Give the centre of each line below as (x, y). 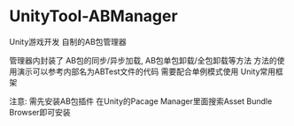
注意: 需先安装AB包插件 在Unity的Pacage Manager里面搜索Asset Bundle (141, 101)
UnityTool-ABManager (94, 16)
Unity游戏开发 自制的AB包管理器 (68, 41)
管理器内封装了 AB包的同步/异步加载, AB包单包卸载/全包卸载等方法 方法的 (143, 60)
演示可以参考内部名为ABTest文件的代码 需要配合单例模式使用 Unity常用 (146, 71)
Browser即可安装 (40, 112)
